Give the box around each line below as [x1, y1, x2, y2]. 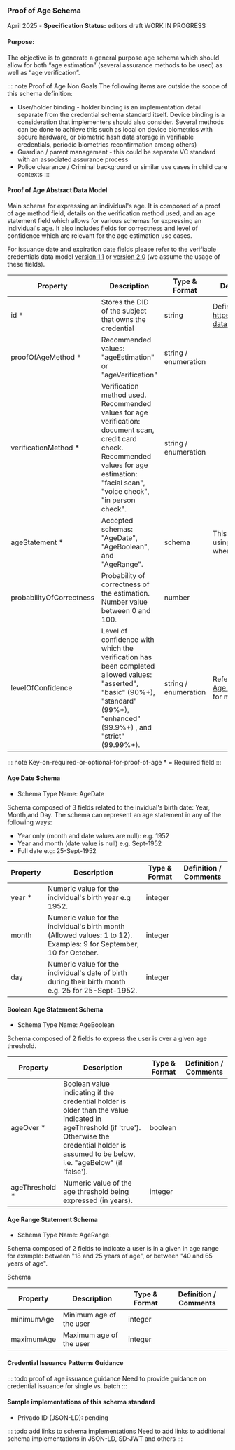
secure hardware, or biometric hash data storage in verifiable [17, 133, 194, 141]
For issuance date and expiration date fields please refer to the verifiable [7, 245, 217, 253]
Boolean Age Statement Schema [7, 1005, 104, 1014]
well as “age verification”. [7, 68, 80, 76]
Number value [101, 597, 148, 607]
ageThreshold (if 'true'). [62, 1123, 141, 1133]
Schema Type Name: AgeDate [17, 789, 105, 798]
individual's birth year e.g [48, 892, 131, 902]
